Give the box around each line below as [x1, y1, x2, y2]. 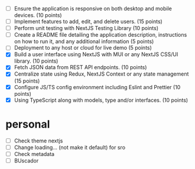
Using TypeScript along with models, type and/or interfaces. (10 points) [14, 96, 188, 103]
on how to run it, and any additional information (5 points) [14, 38, 154, 45]
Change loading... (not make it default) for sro [14, 144, 125, 151]
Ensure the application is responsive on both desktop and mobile [14, 5, 172, 12]
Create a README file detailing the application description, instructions [14, 31, 187, 38]
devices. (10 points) [14, 12, 63, 19]
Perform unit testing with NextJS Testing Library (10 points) [14, 25, 159, 32]
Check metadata [14, 150, 54, 157]
